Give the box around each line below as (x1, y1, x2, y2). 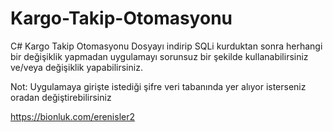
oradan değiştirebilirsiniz (10, 91, 112, 103)
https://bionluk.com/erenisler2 (10, 110, 136, 122)
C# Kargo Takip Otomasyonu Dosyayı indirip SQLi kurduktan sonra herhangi (10, 40, 323, 52)
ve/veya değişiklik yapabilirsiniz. (10, 61, 143, 73)
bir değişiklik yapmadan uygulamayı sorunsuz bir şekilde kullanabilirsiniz (10, 50, 309, 62)
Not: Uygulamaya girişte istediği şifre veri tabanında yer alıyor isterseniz (10, 80, 307, 92)
